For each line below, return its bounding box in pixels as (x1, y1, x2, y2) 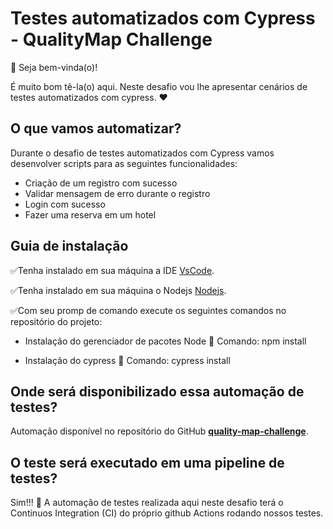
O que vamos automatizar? (10, 120, 182, 137)
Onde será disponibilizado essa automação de (10, 383, 305, 400)
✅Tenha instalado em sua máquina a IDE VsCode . (10, 264, 215, 276)
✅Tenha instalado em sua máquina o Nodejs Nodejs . (10, 284, 227, 296)
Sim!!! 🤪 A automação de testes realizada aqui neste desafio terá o (10, 497, 284, 509)
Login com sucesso (24, 198, 106, 210)
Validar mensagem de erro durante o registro (24, 187, 211, 199)
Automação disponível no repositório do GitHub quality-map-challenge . (10, 425, 309, 437)
